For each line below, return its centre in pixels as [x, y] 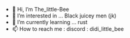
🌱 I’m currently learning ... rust [50, 22]
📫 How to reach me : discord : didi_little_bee [68, 29]
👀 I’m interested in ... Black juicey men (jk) [64, 16]
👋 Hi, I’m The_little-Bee [41, 9]
